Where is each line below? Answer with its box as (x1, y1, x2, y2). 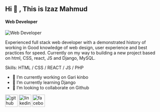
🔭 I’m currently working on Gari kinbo (12, 74, 89, 80)
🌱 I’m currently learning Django (12, 79, 76, 85)
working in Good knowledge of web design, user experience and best (5, 44, 148, 50)
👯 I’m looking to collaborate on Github (12, 84, 89, 90)
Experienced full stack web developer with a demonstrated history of (5, 39, 146, 45)
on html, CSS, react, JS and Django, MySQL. (5, 55, 96, 61)
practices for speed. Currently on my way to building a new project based (5, 50, 156, 56)
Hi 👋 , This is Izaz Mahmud (5, 5, 88, 13)
